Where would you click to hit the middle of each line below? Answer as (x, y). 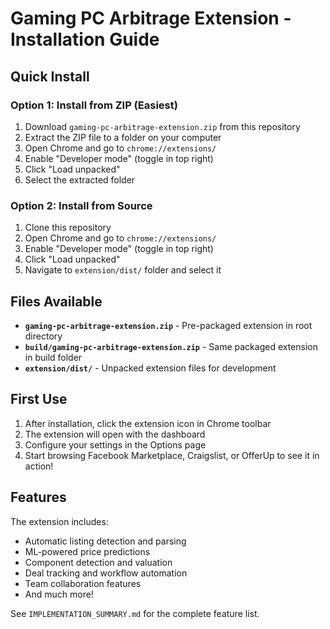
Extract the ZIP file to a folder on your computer (123, 137)
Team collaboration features (83, 583)
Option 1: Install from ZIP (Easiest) (94, 105)
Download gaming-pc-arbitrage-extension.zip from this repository (162, 126)
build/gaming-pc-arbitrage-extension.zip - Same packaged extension (171, 346)
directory (43, 336)
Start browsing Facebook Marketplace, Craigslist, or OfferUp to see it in (172, 455)
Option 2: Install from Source (81, 205)
